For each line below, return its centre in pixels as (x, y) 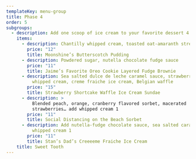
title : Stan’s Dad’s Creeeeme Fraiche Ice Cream (87, 141)
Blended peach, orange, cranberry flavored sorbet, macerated (109, 103)
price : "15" (42, 87)
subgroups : (19, 28)
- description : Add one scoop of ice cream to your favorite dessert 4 (100, 33)
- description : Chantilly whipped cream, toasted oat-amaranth (100, 44)
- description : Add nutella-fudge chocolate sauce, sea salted (100, 125)
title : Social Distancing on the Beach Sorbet (85, 120)
